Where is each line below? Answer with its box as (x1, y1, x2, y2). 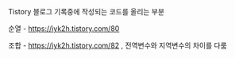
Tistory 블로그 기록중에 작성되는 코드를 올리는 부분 (8, 7, 165, 16)
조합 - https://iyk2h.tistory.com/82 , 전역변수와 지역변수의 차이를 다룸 (8, 41, 228, 50)
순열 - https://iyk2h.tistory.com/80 (8, 24, 120, 33)
